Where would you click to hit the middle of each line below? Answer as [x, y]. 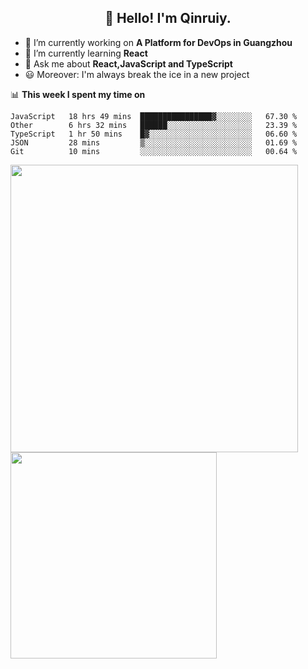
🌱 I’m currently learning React [86, 53]
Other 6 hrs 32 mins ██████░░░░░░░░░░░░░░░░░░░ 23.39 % [154, 125]
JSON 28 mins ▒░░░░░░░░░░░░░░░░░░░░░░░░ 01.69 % [154, 142]
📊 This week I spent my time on [78, 94]
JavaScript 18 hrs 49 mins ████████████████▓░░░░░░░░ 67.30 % [154, 116]
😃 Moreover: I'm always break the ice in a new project [137, 74]
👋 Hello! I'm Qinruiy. [168, 18]
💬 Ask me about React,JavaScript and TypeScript [128, 63]
